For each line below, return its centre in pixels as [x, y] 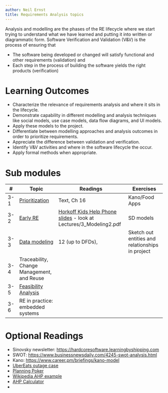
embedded [32, 307]
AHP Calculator [28, 381]
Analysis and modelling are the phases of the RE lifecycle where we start [80, 29]
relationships [143, 245]
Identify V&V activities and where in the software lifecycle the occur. [82, 147]
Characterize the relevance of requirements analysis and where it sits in [86, 105]
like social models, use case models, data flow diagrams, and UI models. [87, 120]
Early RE [29, 218]
